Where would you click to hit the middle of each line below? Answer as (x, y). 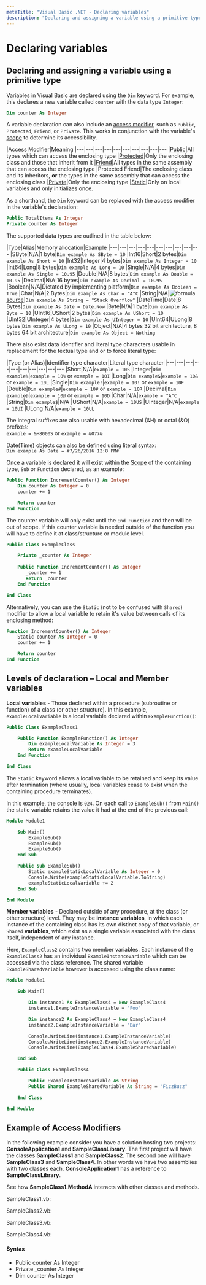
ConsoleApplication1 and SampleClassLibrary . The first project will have (99, 1149)
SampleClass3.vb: (29, 1223)
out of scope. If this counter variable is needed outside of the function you (100, 527)
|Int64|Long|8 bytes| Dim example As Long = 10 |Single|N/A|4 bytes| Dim (96, 267)
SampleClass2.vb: (29, 1211)
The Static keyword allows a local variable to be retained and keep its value (102, 778)
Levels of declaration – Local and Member (87, 679)
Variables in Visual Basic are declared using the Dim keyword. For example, (101, 95)
